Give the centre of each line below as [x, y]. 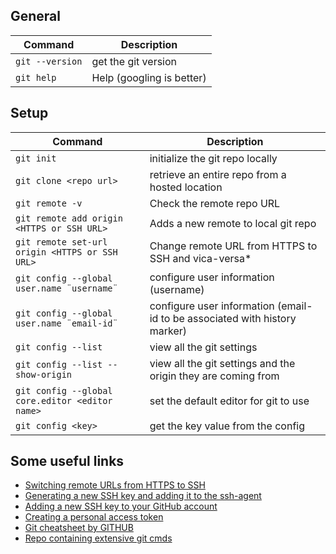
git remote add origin [69, 218]
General [36, 16]
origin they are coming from [214, 376]
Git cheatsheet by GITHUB [79, 528]
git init [36, 158]
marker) [168, 331]
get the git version [134, 61]
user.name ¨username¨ [66, 288]
